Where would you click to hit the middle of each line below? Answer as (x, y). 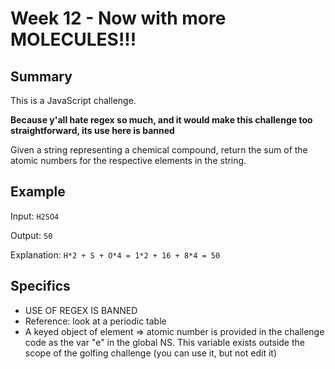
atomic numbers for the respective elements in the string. (128, 160)
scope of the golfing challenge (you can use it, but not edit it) (150, 353)
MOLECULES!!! (73, 39)
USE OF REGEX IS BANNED (81, 310)
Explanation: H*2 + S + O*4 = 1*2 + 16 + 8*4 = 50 (115, 254)
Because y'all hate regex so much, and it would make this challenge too (161, 120)
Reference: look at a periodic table (95, 321)
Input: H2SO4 (35, 216)
